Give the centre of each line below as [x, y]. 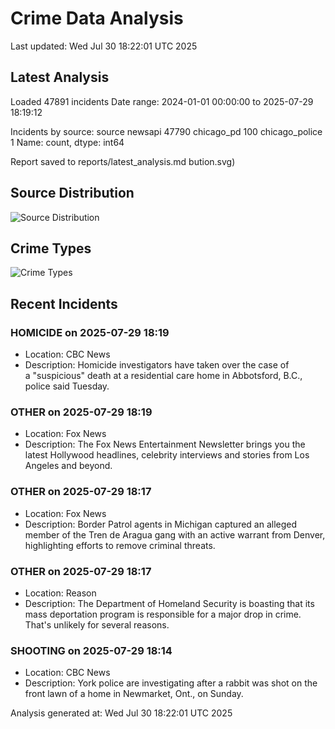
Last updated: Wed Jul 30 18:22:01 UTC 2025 [104, 46]
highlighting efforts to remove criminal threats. [120, 545]
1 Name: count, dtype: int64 [67, 142]
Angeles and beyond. [68, 466]
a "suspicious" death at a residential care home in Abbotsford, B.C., [163, 376]
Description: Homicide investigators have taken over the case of [157, 365]
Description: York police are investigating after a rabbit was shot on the [171, 683]
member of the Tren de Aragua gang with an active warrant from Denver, [175, 534]
